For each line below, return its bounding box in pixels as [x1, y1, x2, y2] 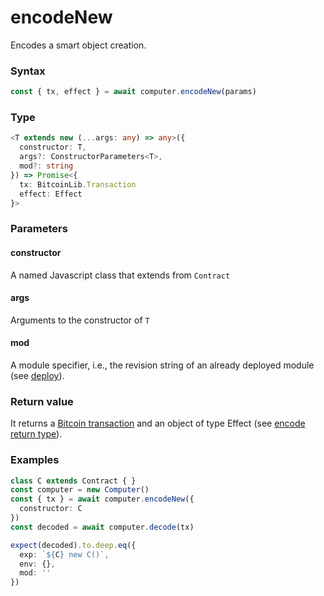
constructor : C [19, 504, 83, 514]
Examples [10, 453, 60, 467]
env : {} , [19, 559, 56, 569]
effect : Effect [19, 189, 83, 199]
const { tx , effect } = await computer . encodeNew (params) [10, 87, 257, 97]
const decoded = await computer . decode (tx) [10, 522, 195, 532]
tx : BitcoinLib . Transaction [19, 179, 137, 190]
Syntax [10, 64, 46, 78]
